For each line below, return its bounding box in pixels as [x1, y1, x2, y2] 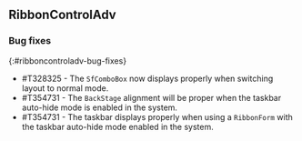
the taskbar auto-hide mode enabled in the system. [21, 121, 215, 132]
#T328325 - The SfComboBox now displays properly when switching [21, 73, 274, 84]
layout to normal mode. [21, 82, 109, 94]
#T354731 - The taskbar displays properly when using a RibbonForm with [21, 111, 293, 122]
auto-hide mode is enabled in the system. [21, 102, 178, 113]
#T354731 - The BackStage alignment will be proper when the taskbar [21, 92, 282, 103]
